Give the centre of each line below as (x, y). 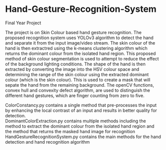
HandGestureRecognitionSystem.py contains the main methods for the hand (83, 137)
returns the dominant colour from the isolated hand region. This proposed (81, 53)
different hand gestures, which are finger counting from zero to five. (75, 96)
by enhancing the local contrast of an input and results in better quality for (81, 110)
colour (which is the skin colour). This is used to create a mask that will (78, 80)
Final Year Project (23, 23)
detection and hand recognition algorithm (48, 142)
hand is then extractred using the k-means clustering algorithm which (76, 48)
